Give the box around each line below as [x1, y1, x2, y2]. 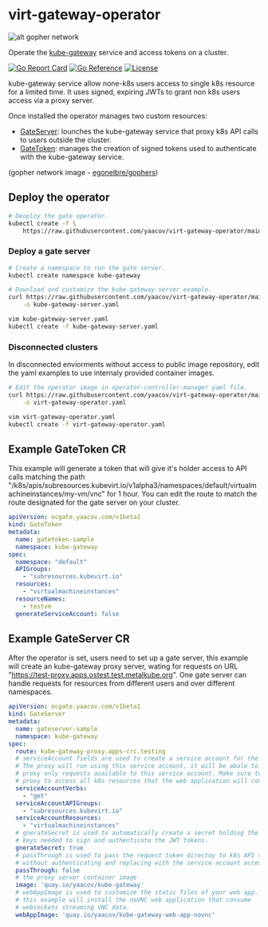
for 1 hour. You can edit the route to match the [106, 489, 258, 499]
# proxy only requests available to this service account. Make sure [15, 769, 251, 777]
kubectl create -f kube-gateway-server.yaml [8, 322, 159, 330]
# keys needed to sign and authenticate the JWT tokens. [15, 837, 209, 845]
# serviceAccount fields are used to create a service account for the [15, 754, 259, 763]
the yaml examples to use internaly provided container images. [8, 368, 215, 378]
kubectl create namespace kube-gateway [8, 271, 141, 279]
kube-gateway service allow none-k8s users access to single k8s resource [8, 78, 255, 88]
